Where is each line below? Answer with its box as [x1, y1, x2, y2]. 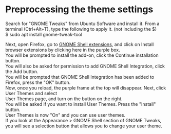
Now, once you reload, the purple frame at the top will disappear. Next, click [5, 84, 166, 91]
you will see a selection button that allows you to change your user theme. [5, 123, 163, 129]
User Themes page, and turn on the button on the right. [5, 96, 123, 102]
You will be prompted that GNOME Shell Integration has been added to [5, 74, 155, 80]
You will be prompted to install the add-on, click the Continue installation [5, 52, 159, 58]
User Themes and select [5, 90, 58, 96]
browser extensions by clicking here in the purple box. [5, 47, 120, 53]
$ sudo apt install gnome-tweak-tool [5, 31, 83, 37]
